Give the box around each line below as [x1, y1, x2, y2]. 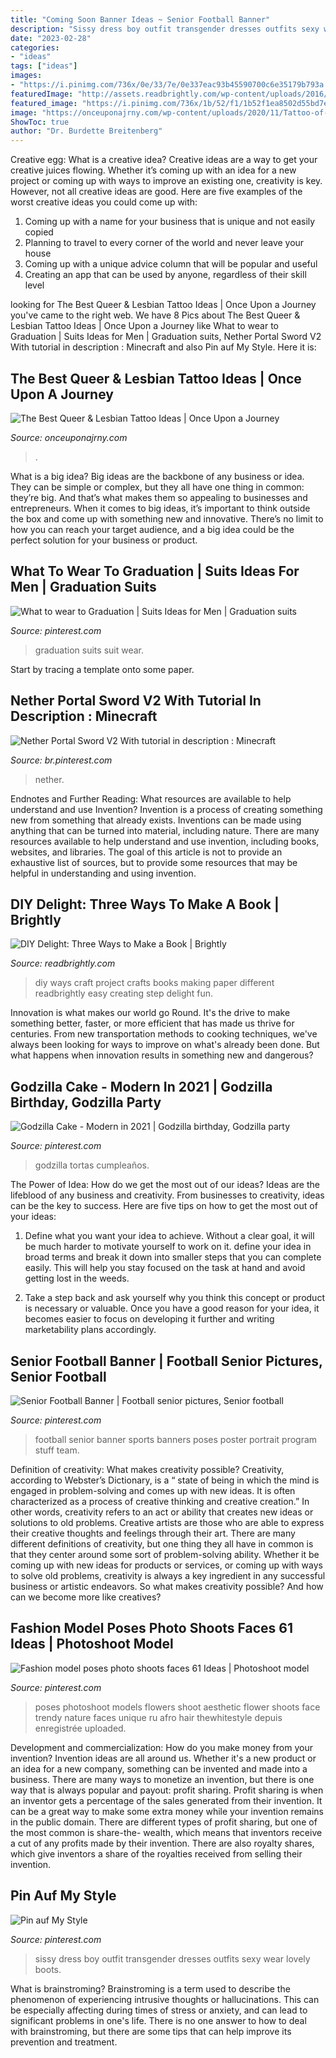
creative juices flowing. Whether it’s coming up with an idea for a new [10, 164, 297, 176]
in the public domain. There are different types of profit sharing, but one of [10, 1816, 318, 1828]
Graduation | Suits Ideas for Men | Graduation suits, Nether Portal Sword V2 [10, 331, 322, 343]
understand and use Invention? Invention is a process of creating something [10, 803, 323, 815]
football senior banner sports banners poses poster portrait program [34, 1434, 318, 1445]
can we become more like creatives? [10, 1591, 162, 1603]
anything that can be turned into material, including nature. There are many [10, 824, 320, 836]
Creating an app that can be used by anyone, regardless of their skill [24, 269, 307, 281]
